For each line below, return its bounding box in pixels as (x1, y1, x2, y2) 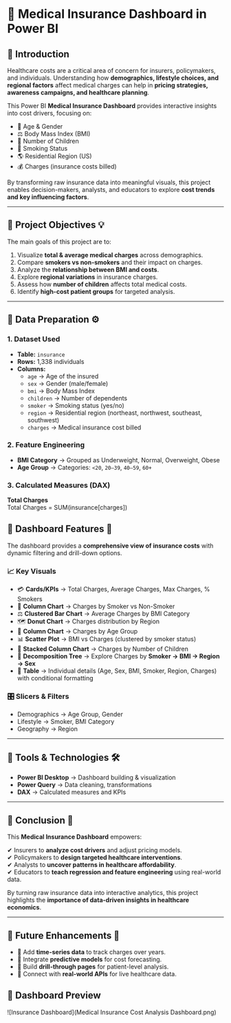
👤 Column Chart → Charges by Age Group (16, 627, 138, 636)
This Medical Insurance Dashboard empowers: (7, 832, 142, 841)
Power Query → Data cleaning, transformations (16, 781, 153, 789)
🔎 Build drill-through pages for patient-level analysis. (16, 962, 169, 971)
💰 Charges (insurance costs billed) (16, 162, 117, 171)
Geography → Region (16, 724, 78, 733)
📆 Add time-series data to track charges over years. (16, 947, 166, 956)
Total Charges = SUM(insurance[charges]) (7, 504, 128, 512)
